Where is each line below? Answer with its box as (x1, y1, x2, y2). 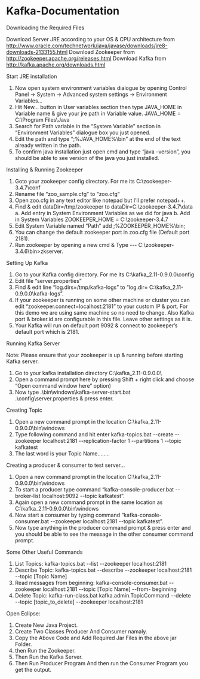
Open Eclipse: (6, 609, 41, 617)
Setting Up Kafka (6, 259, 48, 266)
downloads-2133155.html (6, 48, 68, 55)
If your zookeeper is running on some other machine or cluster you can (14, 296, 190, 303)
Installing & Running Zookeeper (6, 166, 84, 173)
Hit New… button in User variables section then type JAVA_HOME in (14, 103, 182, 110)
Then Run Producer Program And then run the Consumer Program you (14, 659, 189, 666)
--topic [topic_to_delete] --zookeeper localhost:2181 (14, 598, 143, 605)
